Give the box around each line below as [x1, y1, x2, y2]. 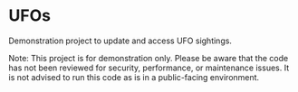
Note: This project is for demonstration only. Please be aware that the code [8, 52, 289, 63]
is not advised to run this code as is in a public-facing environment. [8, 71, 260, 82]
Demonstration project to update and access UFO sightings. [8, 35, 233, 46]
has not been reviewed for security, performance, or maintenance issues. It [8, 62, 290, 73]
